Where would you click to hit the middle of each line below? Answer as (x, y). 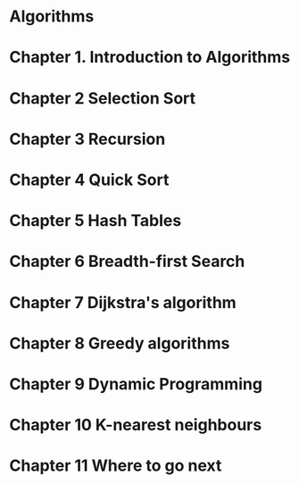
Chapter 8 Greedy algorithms (120, 343)
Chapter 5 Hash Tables (96, 221)
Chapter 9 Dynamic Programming (136, 384)
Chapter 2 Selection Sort (103, 98)
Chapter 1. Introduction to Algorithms (150, 58)
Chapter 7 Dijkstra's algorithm (123, 302)
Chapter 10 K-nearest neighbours (136, 425)
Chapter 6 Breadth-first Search (127, 262)
